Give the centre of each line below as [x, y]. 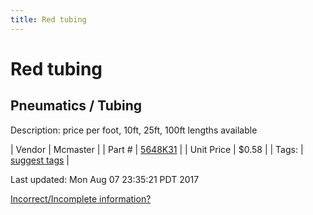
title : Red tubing [48, 19]
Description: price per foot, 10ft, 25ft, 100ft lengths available [134, 130]
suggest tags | [40, 160]
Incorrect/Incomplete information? [81, 198]
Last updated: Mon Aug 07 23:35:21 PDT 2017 [105, 179]
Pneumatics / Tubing [76, 106]
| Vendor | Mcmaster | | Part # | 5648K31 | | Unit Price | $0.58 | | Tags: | [157, 149]
